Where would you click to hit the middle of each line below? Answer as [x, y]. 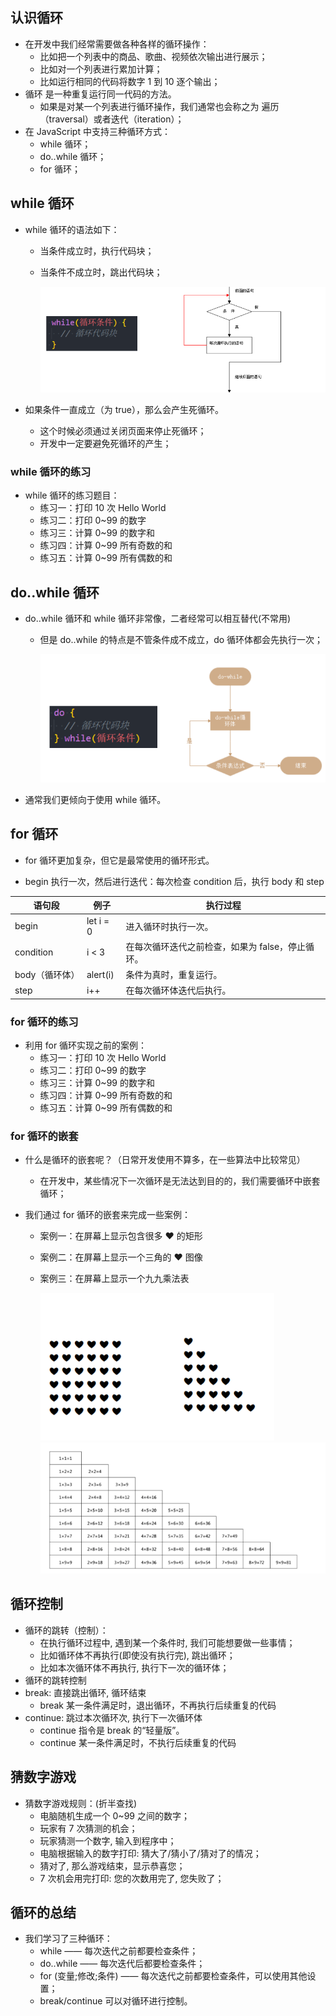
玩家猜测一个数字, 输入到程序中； [108, 1840]
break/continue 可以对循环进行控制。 [116, 2001]
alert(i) [100, 974]
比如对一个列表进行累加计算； [101, 69]
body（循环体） [47, 975]
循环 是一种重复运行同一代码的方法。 [100, 94]
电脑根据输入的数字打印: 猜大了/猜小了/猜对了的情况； [150, 1853]
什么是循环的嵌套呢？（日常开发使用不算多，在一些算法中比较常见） [165, 1160]
